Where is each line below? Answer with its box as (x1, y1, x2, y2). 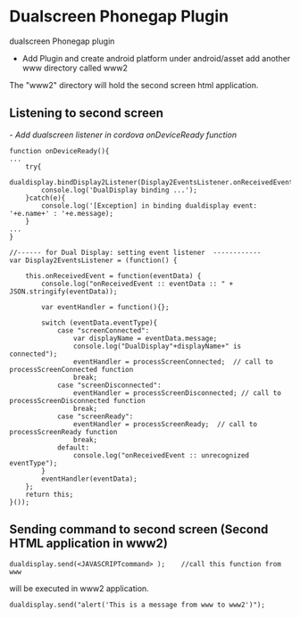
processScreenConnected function (9, 365, 134, 374)
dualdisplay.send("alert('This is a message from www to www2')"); (9, 600, 266, 609)
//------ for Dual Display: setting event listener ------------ (9, 248, 262, 257)
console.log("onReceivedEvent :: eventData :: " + (41, 279, 234, 288)
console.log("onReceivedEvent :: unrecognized (72, 450, 250, 460)
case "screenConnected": (56, 325, 150, 335)
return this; (25, 490, 74, 499)
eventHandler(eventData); (41, 474, 138, 483)
